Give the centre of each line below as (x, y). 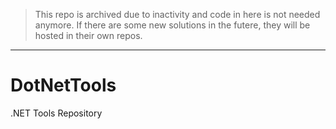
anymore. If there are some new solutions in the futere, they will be (172, 25)
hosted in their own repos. (88, 35)
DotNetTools (63, 85)
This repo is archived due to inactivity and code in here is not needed (177, 14)
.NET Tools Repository (56, 113)
